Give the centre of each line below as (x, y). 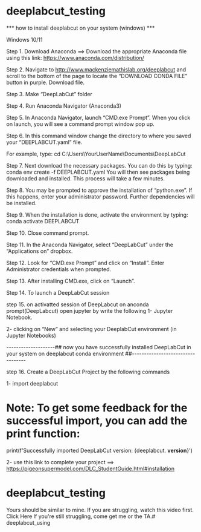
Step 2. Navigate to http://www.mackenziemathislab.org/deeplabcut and (96, 69)
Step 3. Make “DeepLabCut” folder (49, 94)
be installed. (21, 203)
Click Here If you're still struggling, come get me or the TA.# (81, 516)
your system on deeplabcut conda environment (65, 353)
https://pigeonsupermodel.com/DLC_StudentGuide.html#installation (91, 468)
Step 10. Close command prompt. (48, 233)
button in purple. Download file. (45, 82)
